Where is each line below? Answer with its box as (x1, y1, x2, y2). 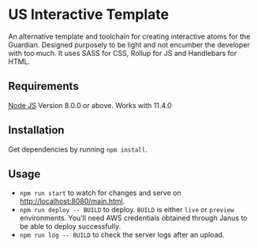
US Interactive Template (8, 6, 170, 24)
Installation (8, 124, 65, 137)
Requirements (8, 80, 79, 93)
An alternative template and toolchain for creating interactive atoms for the (8, 32, 251, 41)
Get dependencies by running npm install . (8, 144, 148, 154)
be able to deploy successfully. (19, 222, 121, 231)
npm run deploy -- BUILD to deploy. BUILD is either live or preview (19, 205, 234, 215)
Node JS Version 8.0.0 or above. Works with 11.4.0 (8, 100, 172, 110)
